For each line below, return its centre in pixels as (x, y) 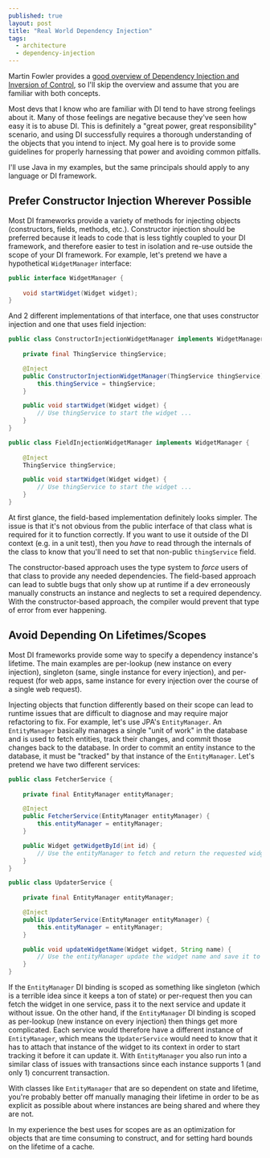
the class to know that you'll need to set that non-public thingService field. (132, 552)
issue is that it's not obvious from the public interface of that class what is (131, 526)
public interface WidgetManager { (66, 278)
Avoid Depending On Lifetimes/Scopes (107, 636)
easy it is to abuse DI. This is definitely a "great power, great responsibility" (133, 126)
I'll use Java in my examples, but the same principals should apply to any (129, 167)
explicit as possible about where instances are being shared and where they (134, 1105)
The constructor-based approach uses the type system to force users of (128, 567)
